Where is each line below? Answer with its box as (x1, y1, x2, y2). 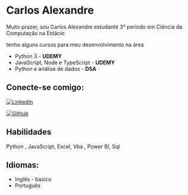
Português (14, 182, 40, 189)
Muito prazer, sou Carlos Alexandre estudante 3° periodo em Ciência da (6, 23, 183, 30)
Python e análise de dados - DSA (14, 65, 96, 72)
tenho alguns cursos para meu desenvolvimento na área (6, 41, 144, 48)
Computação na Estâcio (6, 29, 65, 36)
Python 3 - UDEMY (14, 52, 62, 59)
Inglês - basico (14, 176, 52, 183)
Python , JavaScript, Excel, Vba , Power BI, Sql (6, 143, 120, 150)
